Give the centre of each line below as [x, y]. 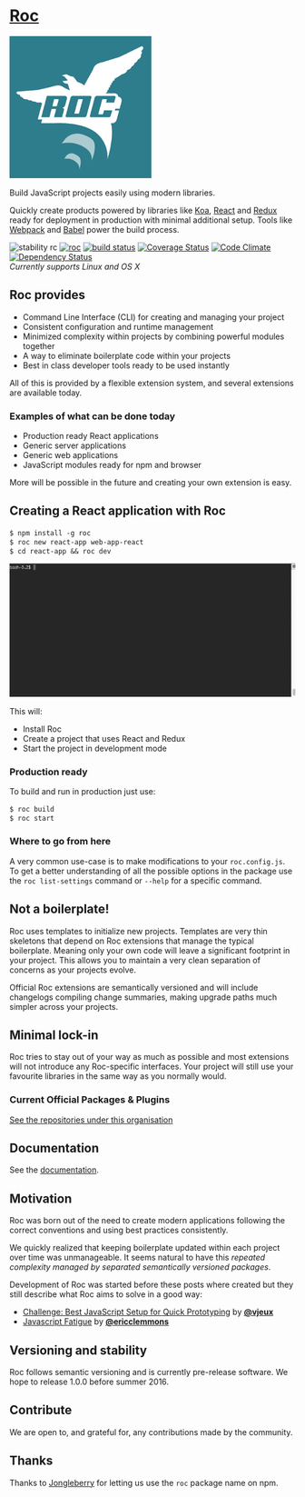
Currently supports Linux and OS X [75, 266]
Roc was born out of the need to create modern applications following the [148, 1221]
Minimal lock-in [54, 1035]
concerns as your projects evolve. [73, 970]
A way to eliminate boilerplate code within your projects [127, 355]
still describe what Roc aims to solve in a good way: [106, 1294]
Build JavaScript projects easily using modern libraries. [113, 193]
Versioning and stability [79, 1350]
